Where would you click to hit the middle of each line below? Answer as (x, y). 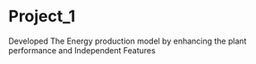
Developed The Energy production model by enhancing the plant (128, 41)
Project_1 (42, 16)
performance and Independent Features (82, 50)
